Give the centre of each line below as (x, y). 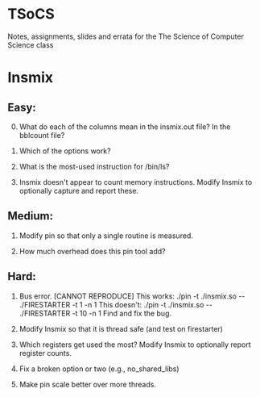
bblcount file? (42, 135)
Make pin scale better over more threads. (87, 384)
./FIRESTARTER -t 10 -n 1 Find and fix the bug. (95, 313)
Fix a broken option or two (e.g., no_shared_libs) (99, 369)
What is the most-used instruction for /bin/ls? (94, 166)
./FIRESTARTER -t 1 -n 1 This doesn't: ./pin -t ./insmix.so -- (116, 304)
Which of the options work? (65, 151)
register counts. (45, 353)
